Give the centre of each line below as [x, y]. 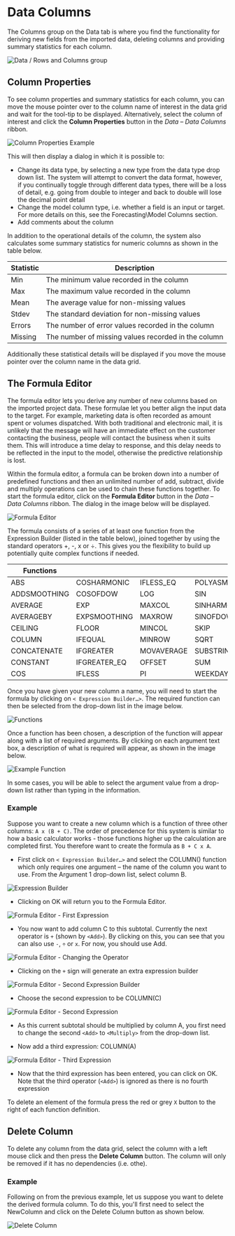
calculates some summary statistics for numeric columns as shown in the [113, 243]
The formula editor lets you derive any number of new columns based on [112, 400]
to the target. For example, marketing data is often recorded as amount [109, 416]
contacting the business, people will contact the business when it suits [109, 438]
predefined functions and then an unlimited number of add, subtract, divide [116, 481]
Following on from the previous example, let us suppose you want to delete [115, 1197]
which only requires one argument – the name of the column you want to [122, 867]
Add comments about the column [65, 222]
